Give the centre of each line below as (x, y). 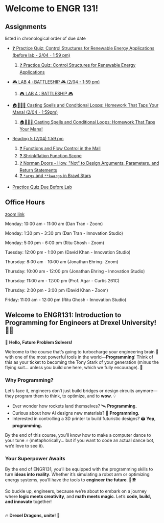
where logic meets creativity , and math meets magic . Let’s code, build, (78, 497)
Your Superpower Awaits (35, 458)
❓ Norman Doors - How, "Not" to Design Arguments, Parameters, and (89, 163)
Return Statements (38, 170)
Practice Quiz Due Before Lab (42, 187)
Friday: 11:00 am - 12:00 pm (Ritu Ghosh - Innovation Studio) (66, 299)
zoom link (15, 214)
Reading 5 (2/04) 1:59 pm (38, 138)
